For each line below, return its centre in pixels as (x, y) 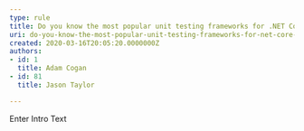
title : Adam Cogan (52, 69)
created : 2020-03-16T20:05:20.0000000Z (85, 43)
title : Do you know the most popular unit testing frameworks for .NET (147, 26)
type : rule (30, 18)
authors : (26, 51)
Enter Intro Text (38, 118)
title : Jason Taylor (56, 85)
